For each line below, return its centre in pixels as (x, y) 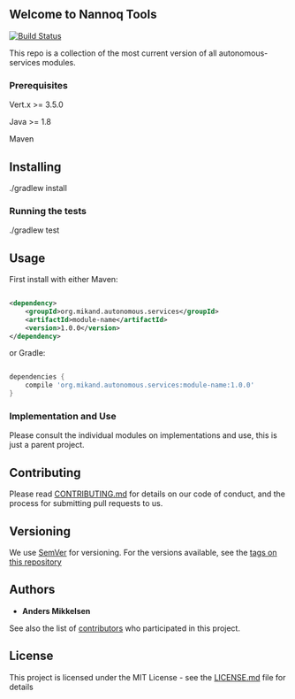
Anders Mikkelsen (56, 611)
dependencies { (37, 377)
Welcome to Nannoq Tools (83, 15)
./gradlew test (34, 230)
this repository (35, 562)
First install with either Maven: (64, 280)
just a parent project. (47, 445)
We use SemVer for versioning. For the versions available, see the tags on (143, 552)
